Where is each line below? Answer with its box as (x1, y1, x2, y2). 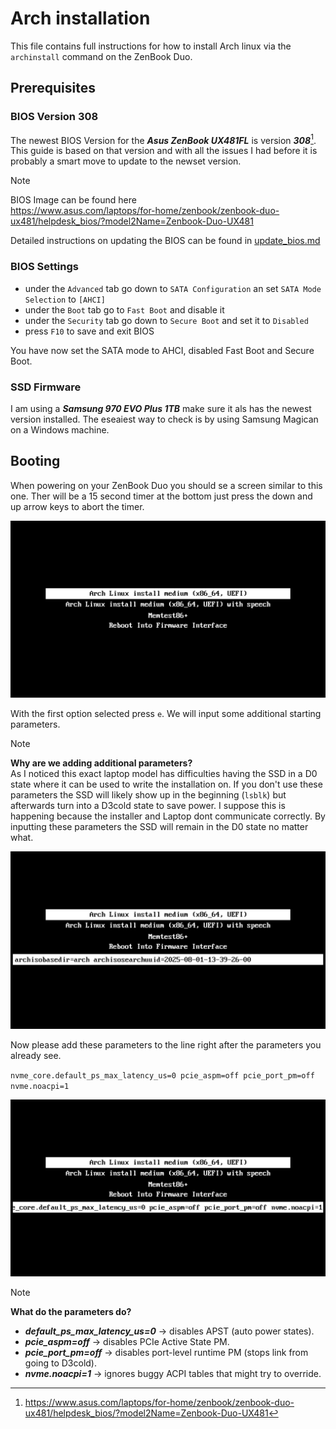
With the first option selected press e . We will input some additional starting (10, 708, 322, 720)
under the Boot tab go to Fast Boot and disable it (24, 303, 225, 316)
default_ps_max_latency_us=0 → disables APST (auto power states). (24, 1325, 315, 1337)
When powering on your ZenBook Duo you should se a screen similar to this (10, 479, 323, 491)
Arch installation (10, 7, 151, 30)
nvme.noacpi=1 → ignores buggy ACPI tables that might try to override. (24, 1368, 322, 1380)
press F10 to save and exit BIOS (24, 325, 155, 337)
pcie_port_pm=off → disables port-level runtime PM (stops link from (24, 1347, 309, 1359)
